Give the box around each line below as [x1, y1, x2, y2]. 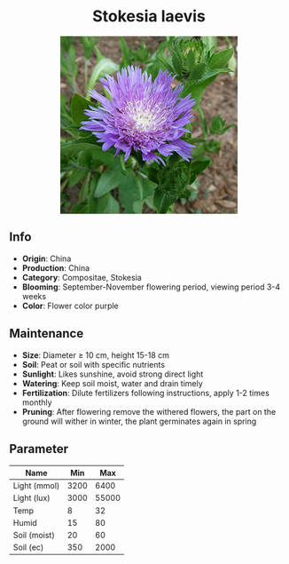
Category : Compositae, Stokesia [21, 272, 142, 282]
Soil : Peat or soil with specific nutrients [21, 359, 166, 369]
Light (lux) [12, 493, 51, 504]
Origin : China [21, 253, 72, 264]
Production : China [21, 262, 90, 273]
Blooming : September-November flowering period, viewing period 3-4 [21, 282, 281, 292]
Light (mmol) [12, 481, 60, 491]
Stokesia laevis [91, 6, 206, 27]
